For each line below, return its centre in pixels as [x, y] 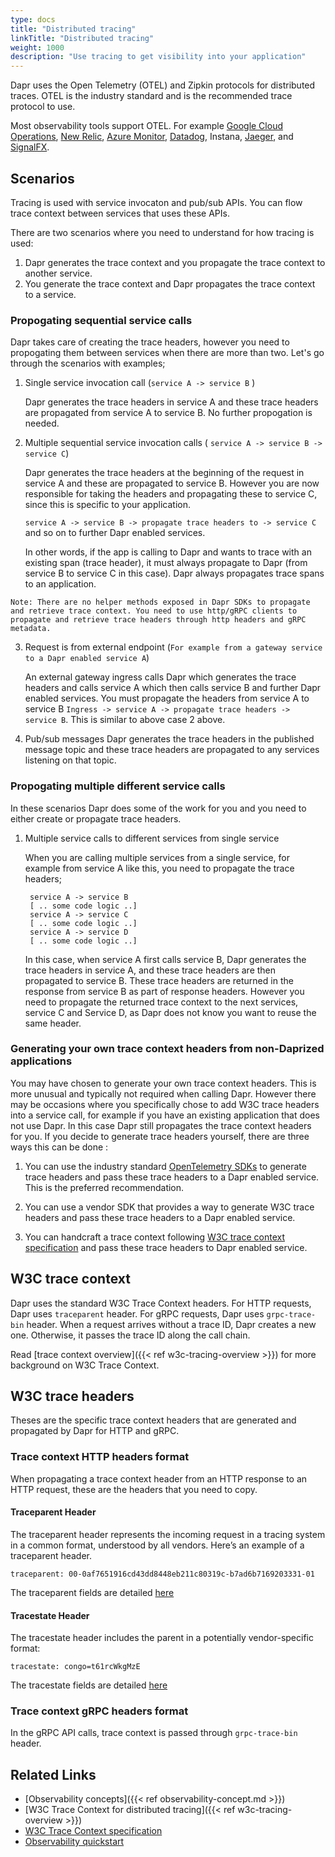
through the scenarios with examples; [88, 363]
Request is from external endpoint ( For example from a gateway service [173, 647]
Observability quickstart [74, 1842]
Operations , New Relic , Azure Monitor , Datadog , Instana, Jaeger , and [152, 137]
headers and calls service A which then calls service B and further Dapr [173, 688]
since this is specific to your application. [107, 505]
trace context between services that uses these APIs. [120, 213]
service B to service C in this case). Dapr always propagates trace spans [174, 573]
